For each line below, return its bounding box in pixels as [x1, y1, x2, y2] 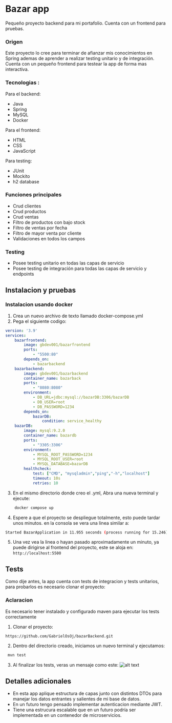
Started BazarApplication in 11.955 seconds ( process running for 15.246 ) [5, 530, 168, 535]
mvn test [7, 653, 27, 658]
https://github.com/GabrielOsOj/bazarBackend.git [5, 633, 114, 638]
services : [5, 333, 27, 338]
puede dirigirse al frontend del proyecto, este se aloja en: [12, 544, 134, 551]
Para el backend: [5, 91, 41, 97]
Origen [5, 38, 23, 45]
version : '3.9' [5, 328, 38, 333]
